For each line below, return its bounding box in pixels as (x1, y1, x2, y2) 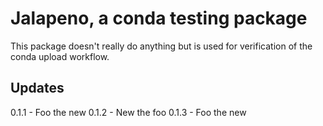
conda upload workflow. (10, 50, 110, 62)
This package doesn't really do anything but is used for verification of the (10, 40, 313, 52)
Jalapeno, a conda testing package (10, 7, 308, 30)
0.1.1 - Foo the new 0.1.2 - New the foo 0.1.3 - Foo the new (10, 106, 247, 118)
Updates (10, 80, 65, 97)
